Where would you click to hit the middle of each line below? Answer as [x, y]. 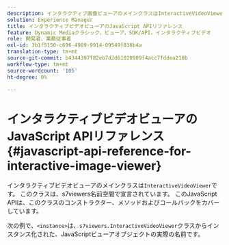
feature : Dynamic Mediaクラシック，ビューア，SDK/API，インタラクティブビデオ [109, 33]
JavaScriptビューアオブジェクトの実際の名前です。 [132, 234]
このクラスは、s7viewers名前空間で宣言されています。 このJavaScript [119, 194]
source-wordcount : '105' [42, 70]
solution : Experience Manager [50, 20]
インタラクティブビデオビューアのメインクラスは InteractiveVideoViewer [109, 185]
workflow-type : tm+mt [38, 64]
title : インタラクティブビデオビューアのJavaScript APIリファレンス [95, 26]
